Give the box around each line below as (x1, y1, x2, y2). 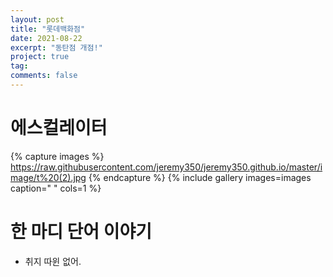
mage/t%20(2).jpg (10, 171, 87, 183)
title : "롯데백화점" (10, 24, 86, 34)
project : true (10, 52, 70, 62)
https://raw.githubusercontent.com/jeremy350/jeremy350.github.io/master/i (10, 161, 323, 173)
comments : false (10, 71, 78, 81)
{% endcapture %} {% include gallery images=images (88, 171, 312, 183)
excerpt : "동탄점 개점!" (10, 42, 103, 53)
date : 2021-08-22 (10, 33, 83, 43)
